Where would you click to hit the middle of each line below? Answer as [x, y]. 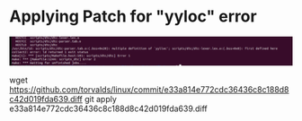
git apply [100, 99]
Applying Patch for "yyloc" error [133, 17]
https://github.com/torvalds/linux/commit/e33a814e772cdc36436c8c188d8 [149, 90]
